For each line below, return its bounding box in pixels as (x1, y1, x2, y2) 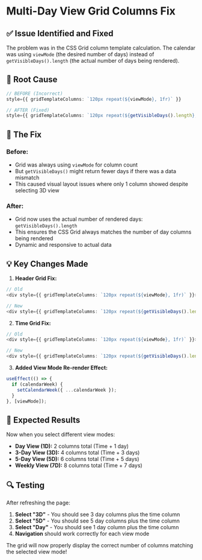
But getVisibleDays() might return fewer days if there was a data (14, 168, 176, 174)
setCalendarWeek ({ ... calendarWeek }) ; (17, 387, 117, 393)
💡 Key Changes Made (6, 258, 88, 269)
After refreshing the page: (6, 499, 70, 506)
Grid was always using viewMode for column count (14, 161, 138, 168)
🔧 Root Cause (6, 74, 58, 85)
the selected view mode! (6, 548, 67, 556)
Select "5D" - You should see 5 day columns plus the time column (14, 517, 180, 524)
